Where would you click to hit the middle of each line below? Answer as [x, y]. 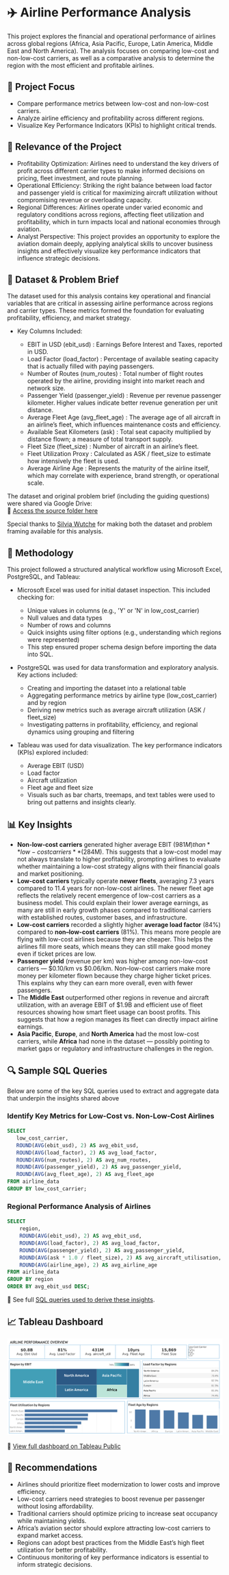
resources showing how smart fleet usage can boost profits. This [108, 1012]
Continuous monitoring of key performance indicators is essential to [113, 1557]
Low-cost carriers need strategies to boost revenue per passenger [111, 1499]
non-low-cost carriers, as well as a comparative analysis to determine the [111, 58]
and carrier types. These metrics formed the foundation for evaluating [106, 311]
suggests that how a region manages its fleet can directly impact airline [118, 1019]
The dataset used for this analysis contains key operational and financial [109, 296]
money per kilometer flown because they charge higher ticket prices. [114, 976]
